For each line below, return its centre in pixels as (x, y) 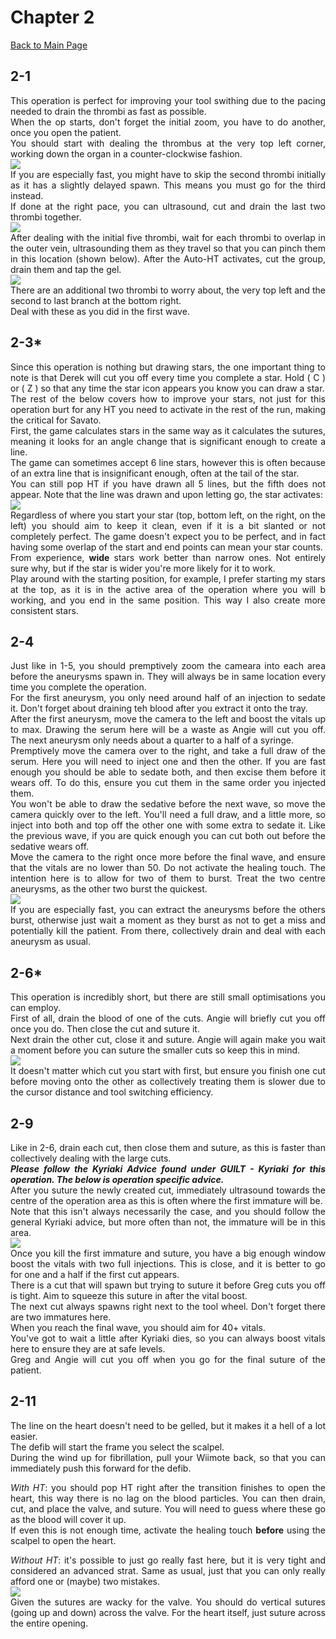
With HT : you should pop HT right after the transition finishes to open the (168, 1487)
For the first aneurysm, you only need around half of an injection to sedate (168, 698)
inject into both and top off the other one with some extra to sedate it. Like (168, 825)
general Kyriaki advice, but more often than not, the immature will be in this (168, 1222)
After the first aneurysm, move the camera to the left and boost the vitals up (168, 719)
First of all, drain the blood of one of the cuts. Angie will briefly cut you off (168, 1018)
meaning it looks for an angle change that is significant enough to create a (168, 441)
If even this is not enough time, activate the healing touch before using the (168, 1530)
